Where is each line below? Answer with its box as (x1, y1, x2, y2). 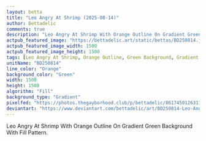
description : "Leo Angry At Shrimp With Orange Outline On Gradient (6, 32, 185, 38)
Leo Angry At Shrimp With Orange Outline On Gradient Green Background (6, 122, 193, 129)
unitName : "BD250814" (6, 60, 62, 66)
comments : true (6, 26, 45, 32)
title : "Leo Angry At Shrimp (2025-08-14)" (6, 15, 120, 21)
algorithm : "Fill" (6, 89, 53, 95)
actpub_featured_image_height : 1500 (6, 49, 100, 55)
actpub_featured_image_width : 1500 (6, 43, 97, 49)
